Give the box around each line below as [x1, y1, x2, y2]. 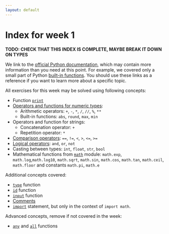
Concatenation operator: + [20, 124, 75, 130]
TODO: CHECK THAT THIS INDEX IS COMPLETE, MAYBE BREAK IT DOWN [5, 46, 162, 52]
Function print [12, 97, 44, 103]
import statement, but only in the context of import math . [12, 203, 131, 209]
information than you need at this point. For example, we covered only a [5, 66, 155, 73]
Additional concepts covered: [5, 172, 67, 178]
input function [12, 192, 43, 198]
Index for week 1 [5, 29, 75, 41]
